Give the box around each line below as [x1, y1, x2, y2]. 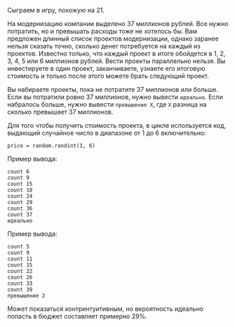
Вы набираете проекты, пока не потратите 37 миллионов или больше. [7, 86, 219, 93]
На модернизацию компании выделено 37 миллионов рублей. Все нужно [7, 20, 229, 27]
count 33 [7, 280, 33, 287]
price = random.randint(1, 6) [7, 142, 96, 149]
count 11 [7, 255, 33, 262]
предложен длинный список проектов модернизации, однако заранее [7, 34, 219, 43]
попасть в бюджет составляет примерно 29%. [7, 312, 147, 320]
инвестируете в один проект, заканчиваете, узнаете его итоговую [7, 65, 206, 72]
